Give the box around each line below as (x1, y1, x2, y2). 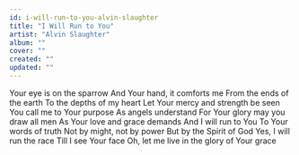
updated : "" (9, 64, 54, 73)
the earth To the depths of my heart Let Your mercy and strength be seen (9, 97, 280, 108)
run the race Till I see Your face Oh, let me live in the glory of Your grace (9, 135, 277, 146)
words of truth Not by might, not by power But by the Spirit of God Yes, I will (9, 125, 290, 136)
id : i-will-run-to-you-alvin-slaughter (9, 13, 159, 22)
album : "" (9, 38, 47, 47)
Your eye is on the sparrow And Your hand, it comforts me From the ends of (9, 87, 289, 99)
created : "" (9, 55, 54, 64)
